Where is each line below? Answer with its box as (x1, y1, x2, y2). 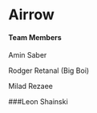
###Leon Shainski (8, 97, 68, 107)
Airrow (8, 6, 55, 24)
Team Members (8, 32, 62, 42)
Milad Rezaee (8, 82, 54, 91)
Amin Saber (8, 50, 47, 60)
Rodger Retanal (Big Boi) (8, 66, 90, 75)
